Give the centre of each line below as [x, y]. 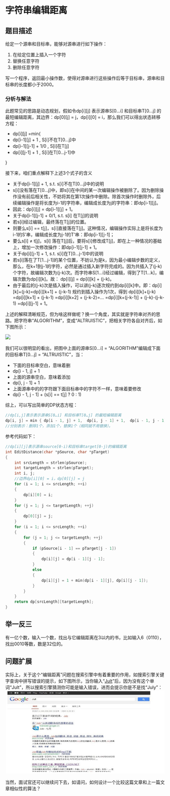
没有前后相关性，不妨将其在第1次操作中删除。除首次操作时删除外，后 [89, 196]
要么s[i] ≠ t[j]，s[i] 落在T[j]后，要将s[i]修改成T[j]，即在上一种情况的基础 [87, 241]
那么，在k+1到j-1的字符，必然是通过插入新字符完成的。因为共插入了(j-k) [87, 267]
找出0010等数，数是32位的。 [35, 644]
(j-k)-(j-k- [154, 297]
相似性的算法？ [25, 789]
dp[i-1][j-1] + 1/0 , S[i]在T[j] [41, 146]
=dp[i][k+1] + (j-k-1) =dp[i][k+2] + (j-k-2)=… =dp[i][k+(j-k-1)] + [78, 297]
